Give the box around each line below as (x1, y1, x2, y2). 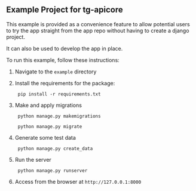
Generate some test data (14, 134, 76, 141)
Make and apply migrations (14, 101, 82, 109)
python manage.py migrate (17, 124, 82, 130)
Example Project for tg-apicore (6, 5, 124, 15)
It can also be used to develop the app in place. (6, 45, 123, 52)
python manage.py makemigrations (17, 113, 101, 119)
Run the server (14, 156, 52, 163)
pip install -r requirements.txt (17, 91, 101, 97)
